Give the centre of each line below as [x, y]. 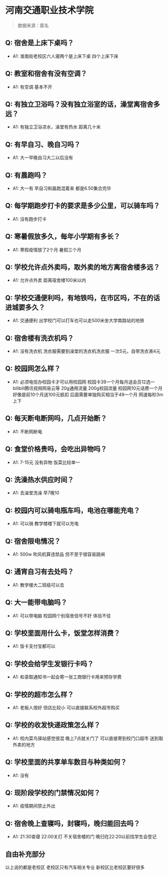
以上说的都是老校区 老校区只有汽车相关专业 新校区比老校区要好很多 [75, 867]
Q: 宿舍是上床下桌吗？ [40, 43]
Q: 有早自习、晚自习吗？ [43, 144]
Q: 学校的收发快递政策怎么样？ [53, 725]
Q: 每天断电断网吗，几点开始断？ [56, 418]
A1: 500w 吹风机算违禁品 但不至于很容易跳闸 [59, 554]
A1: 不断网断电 [27, 431]
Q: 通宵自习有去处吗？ [40, 572]
